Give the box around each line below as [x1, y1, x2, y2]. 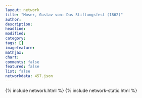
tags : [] [5, 41, 24, 46]
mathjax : [5, 50, 24, 55]
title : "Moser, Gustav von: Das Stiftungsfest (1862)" [5, 12, 123, 17]
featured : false [5, 64, 39, 69]
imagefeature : [5, 45, 35, 50]
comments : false [5, 59, 39, 64]
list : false [5, 69, 30, 74]
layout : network [5, 7, 39, 13]
